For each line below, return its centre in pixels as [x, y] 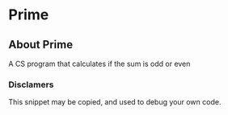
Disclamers [31, 84]
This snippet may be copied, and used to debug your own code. [115, 102]
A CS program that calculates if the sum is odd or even [99, 64]
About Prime [41, 45]
